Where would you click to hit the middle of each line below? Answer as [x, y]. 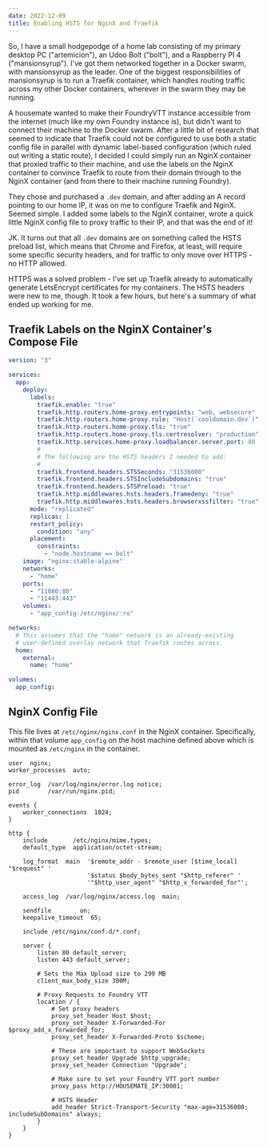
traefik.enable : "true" [76, 405]
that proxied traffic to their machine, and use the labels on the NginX [121, 164]
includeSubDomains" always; [55, 1114]
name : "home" [51, 665]
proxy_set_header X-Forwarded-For [108, 1023]
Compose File [43, 342]
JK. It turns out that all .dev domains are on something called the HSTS [125, 237]
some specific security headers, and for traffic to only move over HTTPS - [130, 254]
